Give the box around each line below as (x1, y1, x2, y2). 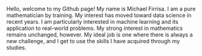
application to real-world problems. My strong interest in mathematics (6, 24, 183, 32)
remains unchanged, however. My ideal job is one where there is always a (6, 31, 193, 38)
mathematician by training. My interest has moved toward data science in (6, 12, 192, 19)
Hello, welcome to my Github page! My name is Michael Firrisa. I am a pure (6, 5, 196, 12)
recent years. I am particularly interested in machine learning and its (6, 18, 179, 25)
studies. (6, 44, 26, 51)
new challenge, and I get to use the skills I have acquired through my (6, 38, 180, 44)
